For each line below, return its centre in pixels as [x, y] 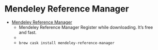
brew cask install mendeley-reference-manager [67, 43]
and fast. [28, 32]
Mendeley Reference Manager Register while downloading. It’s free [86, 27]
